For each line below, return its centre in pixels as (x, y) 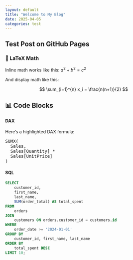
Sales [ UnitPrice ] (31, 156)
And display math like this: (32, 79)
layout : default (22, 10)
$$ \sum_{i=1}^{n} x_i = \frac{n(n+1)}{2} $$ (84, 89)
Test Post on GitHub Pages (47, 44)
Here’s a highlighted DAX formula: (40, 132)
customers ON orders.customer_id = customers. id (66, 220)
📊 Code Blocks (29, 105)
